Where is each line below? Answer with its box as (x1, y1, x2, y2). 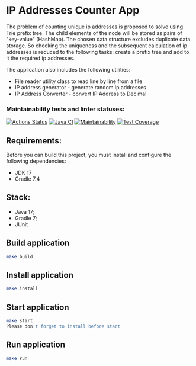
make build (6, 253, 33, 259)
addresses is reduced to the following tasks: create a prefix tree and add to (6, 48, 189, 55)
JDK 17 (14, 169, 32, 176)
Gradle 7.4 (14, 175, 40, 182)
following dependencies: (6, 158, 66, 165)
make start (6, 318, 33, 324)
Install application (6, 270, 74, 280)
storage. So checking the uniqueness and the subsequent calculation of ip (6, 42, 188, 49)
